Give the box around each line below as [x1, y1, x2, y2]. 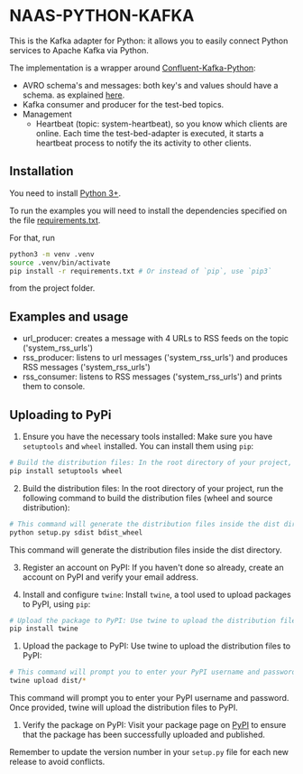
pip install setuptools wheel [9, 466, 124, 475]
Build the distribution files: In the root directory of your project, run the [22, 482, 284, 493]
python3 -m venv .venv [9, 249, 95, 258]
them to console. [22, 381, 86, 392]
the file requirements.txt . [9, 214, 101, 226]
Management [22, 108, 72, 119]
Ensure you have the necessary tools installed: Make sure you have [22, 431, 273, 442]
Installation [9, 163, 74, 179]
